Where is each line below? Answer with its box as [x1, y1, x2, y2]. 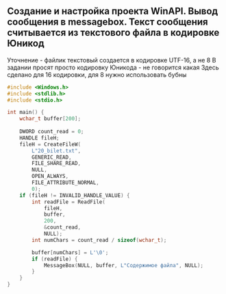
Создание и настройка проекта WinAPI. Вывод [7, 5, 218, 17]
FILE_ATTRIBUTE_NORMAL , [32, 179, 99, 186]
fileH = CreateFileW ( [19, 141, 81, 148]
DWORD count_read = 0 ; [19, 128, 84, 135]
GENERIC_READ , [32, 154, 72, 161]
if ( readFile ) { [32, 256, 78, 262]
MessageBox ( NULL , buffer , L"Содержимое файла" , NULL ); [43, 262, 204, 269]
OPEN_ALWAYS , [32, 173, 69, 180]
